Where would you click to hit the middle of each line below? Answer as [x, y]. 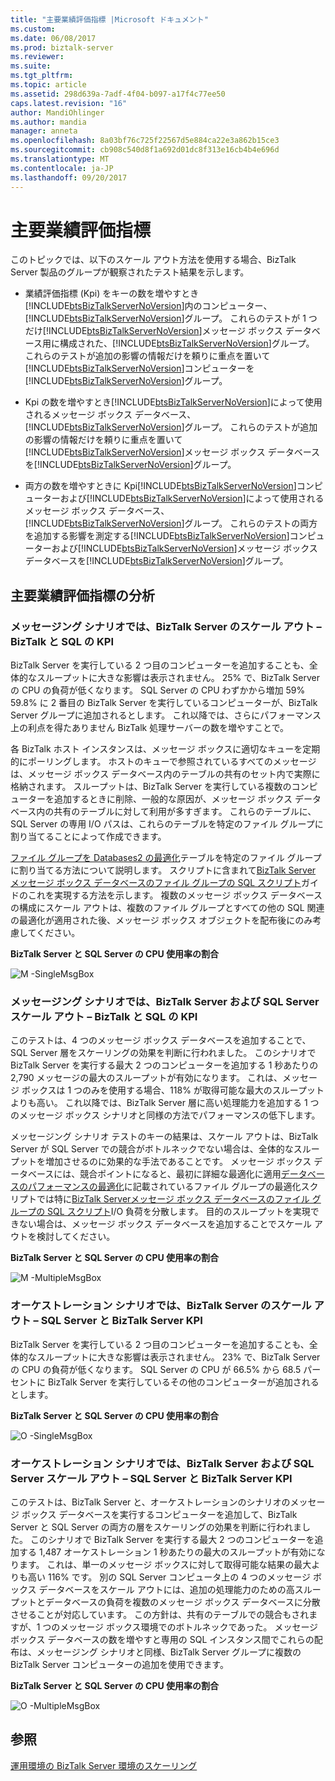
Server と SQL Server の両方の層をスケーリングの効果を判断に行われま [156, 1527]
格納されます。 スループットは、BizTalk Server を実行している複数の [151, 787]
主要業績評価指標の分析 [82, 595]
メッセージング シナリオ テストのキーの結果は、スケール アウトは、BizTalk [164, 1137]
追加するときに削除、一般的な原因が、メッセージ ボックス [173, 799]
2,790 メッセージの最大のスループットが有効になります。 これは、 [146, 1078]
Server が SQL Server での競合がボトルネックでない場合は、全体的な [152, 1149]
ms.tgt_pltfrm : [42, 76]
